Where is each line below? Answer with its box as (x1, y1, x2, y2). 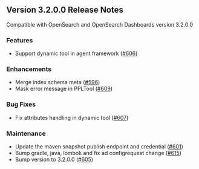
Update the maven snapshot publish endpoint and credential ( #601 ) (15, 143, 183, 150)
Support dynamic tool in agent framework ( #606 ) (15, 50, 138, 57)
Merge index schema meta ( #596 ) (15, 79, 100, 86)
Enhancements (6, 65, 52, 73)
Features (6, 36, 33, 44)
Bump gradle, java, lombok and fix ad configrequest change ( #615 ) (15, 150, 182, 156)
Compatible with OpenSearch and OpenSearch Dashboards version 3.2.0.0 (6, 21, 194, 28)
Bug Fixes (6, 100, 36, 108)
